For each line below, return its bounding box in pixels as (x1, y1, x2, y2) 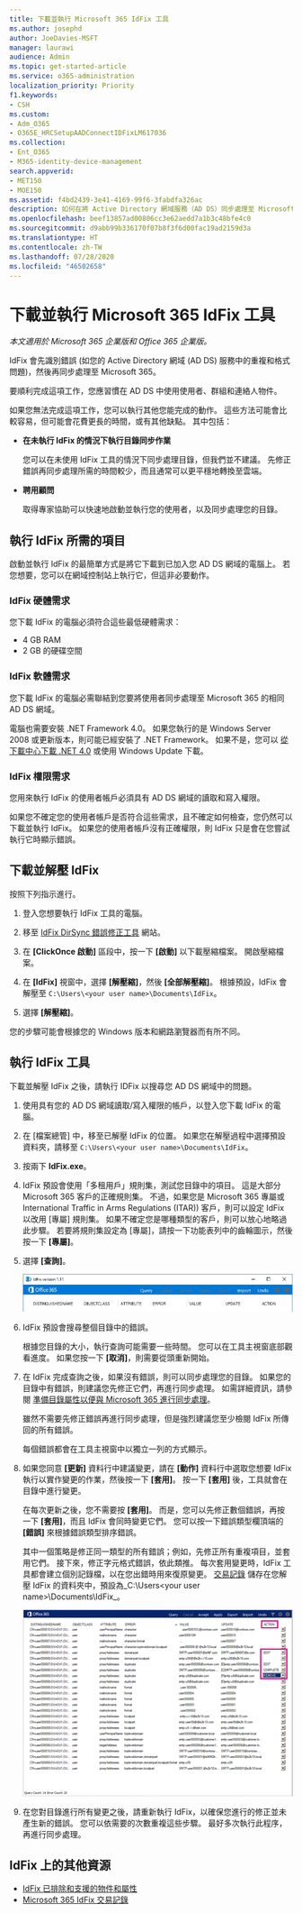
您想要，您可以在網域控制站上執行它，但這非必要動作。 (9, 570, 214, 581)
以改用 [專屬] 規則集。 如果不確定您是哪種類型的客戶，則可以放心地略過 (22, 1213, 288, 1224)
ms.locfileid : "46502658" (9, 261, 106, 270)
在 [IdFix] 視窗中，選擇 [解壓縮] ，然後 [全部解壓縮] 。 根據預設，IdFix (22, 976, 277, 987)
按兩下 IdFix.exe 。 (22, 1160, 92, 1171)
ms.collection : (9, 138, 67, 148)
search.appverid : (9, 167, 75, 176)
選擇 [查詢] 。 (22, 1255, 71, 1266)
